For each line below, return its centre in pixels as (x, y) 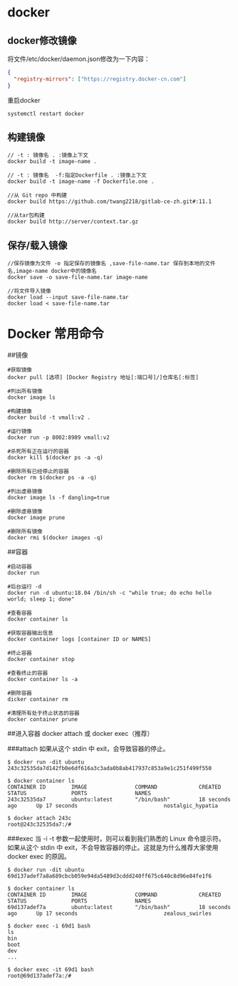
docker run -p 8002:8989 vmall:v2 (59, 438)
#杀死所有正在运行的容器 (38, 452)
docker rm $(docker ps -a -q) (52, 478)
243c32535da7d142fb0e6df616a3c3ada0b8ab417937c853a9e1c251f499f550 (110, 769)
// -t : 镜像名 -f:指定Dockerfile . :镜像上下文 (77, 175)
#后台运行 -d (25, 587)
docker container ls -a (43, 680)
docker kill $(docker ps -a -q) (55, 458)
